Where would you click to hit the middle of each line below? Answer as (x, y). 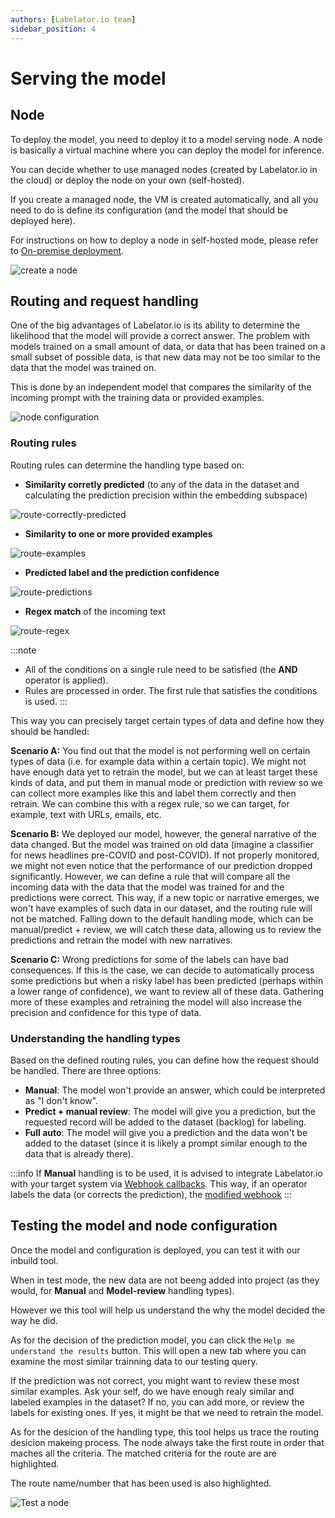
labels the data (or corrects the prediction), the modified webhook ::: (151, 1194)
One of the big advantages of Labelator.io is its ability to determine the (155, 325)
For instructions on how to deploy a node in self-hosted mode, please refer (164, 240)
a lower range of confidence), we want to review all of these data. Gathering (167, 991)
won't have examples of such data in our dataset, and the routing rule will (161, 908)
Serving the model (88, 78)
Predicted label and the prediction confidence (122, 572)
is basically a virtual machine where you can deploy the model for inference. (167, 150)
